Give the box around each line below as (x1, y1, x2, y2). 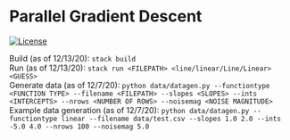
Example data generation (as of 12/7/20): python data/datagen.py (9, 104, 250, 115)
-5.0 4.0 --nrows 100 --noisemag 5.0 (9, 122, 150, 131)
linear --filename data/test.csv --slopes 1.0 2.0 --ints (61, 114, 281, 123)
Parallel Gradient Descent (9, 6, 203, 27)
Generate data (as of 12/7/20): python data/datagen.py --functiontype (9, 79, 270, 90)
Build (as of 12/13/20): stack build (9, 53, 137, 63)
